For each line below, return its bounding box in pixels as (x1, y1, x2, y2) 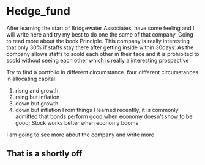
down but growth (15, 99, 59, 107)
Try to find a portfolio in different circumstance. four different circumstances (6, 68, 199, 75)
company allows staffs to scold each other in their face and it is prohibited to (6, 50, 199, 57)
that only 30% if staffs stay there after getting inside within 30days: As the (6, 44, 194, 51)
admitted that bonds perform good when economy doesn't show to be (15, 113, 193, 120)
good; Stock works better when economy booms (15, 119, 139, 126)
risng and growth (15, 86, 59, 94)
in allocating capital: (6, 75, 57, 82)
